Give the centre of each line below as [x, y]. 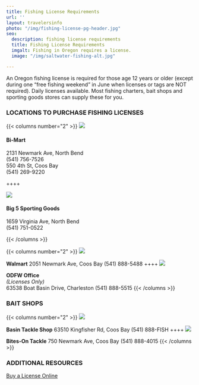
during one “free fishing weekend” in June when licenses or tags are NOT [97, 84]
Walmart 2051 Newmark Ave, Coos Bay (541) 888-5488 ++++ [82, 264]
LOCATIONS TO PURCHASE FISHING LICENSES [75, 112]
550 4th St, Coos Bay [32, 166]
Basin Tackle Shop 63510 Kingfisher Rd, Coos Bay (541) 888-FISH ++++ [95, 329]
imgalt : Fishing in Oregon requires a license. [72, 51]
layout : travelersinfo [34, 23]
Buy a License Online [32, 375]
